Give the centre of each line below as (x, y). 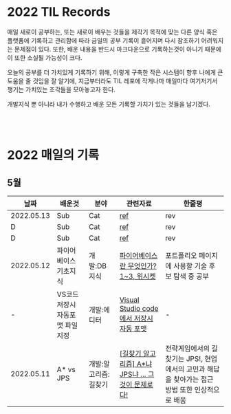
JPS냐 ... (133, 374)
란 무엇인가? (138, 265)
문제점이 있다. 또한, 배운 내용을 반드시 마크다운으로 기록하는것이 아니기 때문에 (118, 49)
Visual (129, 300)
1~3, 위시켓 (137, 276)
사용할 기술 (190, 265)
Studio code (139, 308)
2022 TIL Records (59, 12)
